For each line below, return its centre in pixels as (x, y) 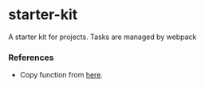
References (31, 57)
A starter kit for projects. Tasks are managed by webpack (102, 37)
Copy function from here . (61, 75)
